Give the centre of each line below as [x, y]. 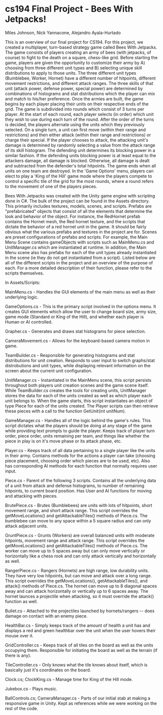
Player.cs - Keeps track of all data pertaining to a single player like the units [80, 450]
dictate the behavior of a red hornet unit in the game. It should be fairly [76, 227]
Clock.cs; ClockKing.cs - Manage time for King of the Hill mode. [69, 679]
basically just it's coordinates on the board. [48, 670]
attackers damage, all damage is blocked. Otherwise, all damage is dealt [77, 161]
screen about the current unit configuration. [49, 371]
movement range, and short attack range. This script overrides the [72, 510]
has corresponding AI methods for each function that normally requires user [81, 466]
